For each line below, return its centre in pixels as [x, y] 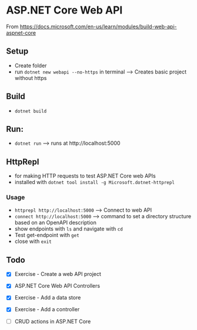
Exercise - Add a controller [47, 309]
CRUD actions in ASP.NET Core [53, 321]
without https [31, 78]
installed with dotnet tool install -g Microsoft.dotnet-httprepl [95, 182]
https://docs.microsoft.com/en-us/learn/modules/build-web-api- [98, 26]
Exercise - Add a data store [48, 298]
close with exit [33, 241]
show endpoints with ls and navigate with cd [69, 229]
